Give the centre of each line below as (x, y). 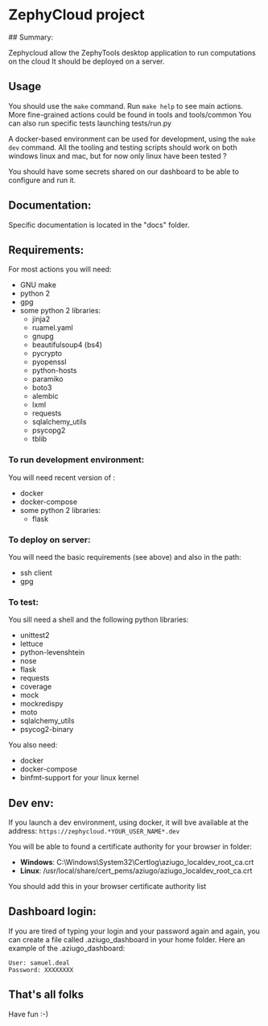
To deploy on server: (49, 540)
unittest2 (35, 635)
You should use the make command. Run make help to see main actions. (126, 105)
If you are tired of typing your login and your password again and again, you (134, 931)
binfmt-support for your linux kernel (79, 778)
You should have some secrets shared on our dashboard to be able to (124, 172)
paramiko (47, 379)
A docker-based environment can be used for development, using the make (132, 139)
